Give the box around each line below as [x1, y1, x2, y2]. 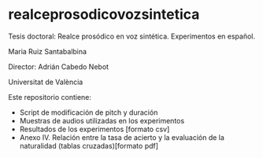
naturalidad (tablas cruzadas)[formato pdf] [19, 141, 159, 150]
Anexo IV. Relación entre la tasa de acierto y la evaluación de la [19, 132, 224, 142]
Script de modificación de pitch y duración [19, 108, 158, 117]
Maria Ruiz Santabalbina [8, 46, 87, 56]
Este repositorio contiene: [8, 92, 92, 101]
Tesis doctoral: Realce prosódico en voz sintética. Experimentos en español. [8, 31, 256, 41]
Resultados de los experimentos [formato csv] [19, 124, 170, 134]
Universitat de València [8, 77, 83, 86]
